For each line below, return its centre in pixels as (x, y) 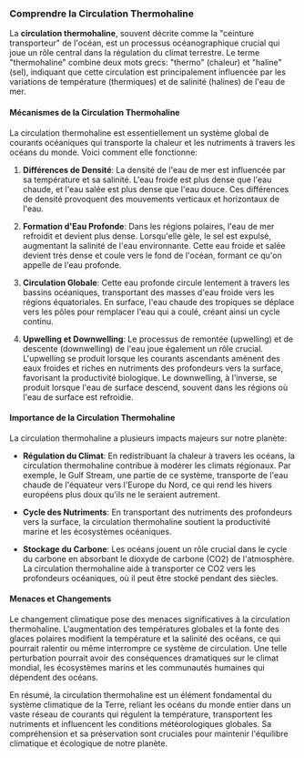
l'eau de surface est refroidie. (78, 397)
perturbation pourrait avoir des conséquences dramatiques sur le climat (144, 658)
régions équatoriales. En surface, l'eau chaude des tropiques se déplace (158, 302)
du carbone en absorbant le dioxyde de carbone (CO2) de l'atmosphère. (158, 558)
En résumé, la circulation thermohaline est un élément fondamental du (141, 694)
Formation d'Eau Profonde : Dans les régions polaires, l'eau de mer (148, 226)
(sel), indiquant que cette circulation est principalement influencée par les (148, 72)
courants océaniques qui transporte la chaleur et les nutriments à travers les (152, 142)
